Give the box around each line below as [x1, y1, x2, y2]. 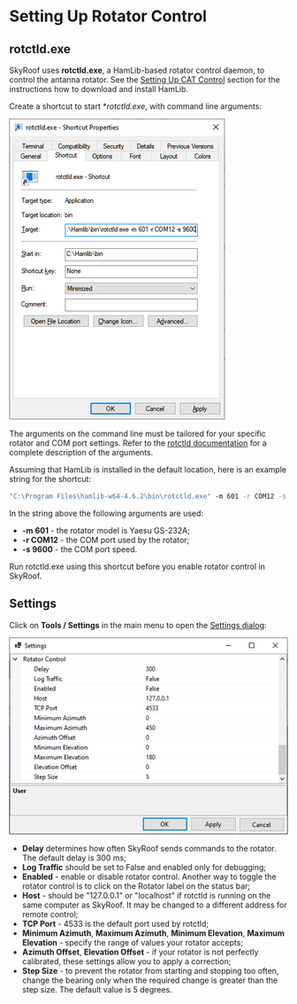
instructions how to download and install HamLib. [9, 84, 188, 94]
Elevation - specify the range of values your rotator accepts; [21, 938, 244, 948]
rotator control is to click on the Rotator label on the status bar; [21, 881, 251, 891]
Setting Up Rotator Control [9, 6, 208, 27]
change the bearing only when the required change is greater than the [21, 975, 278, 985]
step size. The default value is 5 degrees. [21, 985, 172, 995]
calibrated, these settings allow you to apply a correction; [21, 956, 232, 967]
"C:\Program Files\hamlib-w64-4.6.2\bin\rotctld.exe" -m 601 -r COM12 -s [9, 492, 287, 501]
